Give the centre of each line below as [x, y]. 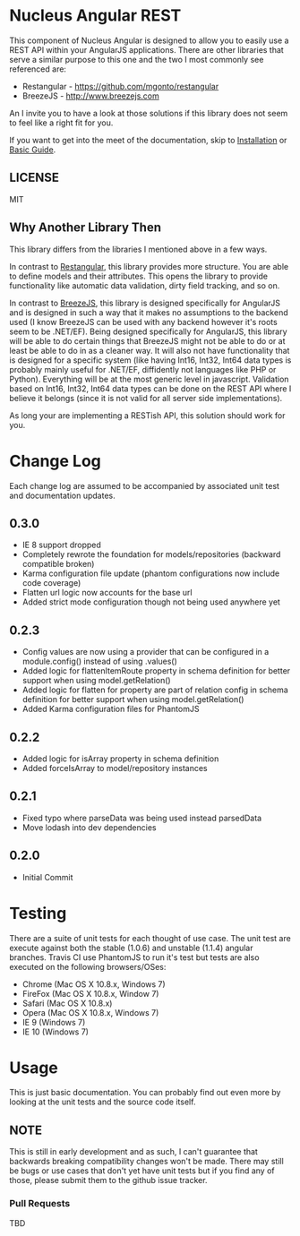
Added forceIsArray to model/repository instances [115, 768]
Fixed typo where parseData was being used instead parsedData [142, 818]
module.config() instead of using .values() [99, 661]
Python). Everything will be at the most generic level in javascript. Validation [149, 379]
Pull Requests [40, 1204]
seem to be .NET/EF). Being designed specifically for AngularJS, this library [149, 331]
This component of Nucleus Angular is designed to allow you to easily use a [149, 40]
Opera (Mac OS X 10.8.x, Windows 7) [90, 1012]
